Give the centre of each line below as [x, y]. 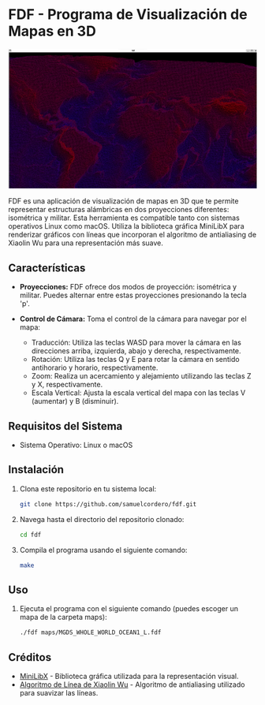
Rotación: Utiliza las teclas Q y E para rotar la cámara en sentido [135, 360]
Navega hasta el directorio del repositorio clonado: [102, 519]
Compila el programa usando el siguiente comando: [103, 550]
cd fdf [30, 535]
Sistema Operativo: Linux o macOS [76, 445]
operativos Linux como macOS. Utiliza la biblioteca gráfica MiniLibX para [126, 226]
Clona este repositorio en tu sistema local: [88, 489]
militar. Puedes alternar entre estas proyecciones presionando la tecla [133, 295]
